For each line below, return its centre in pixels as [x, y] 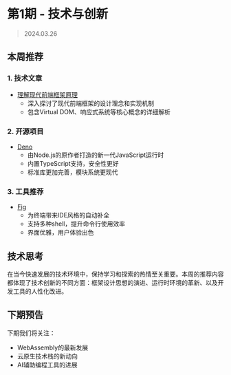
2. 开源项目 [25, 131]
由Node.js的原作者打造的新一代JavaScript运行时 [96, 155]
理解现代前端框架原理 [47, 94]
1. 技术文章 [25, 78]
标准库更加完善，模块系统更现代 [73, 172]
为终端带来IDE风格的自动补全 [68, 215]
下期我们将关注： [31, 333]
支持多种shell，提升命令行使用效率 [76, 224]
